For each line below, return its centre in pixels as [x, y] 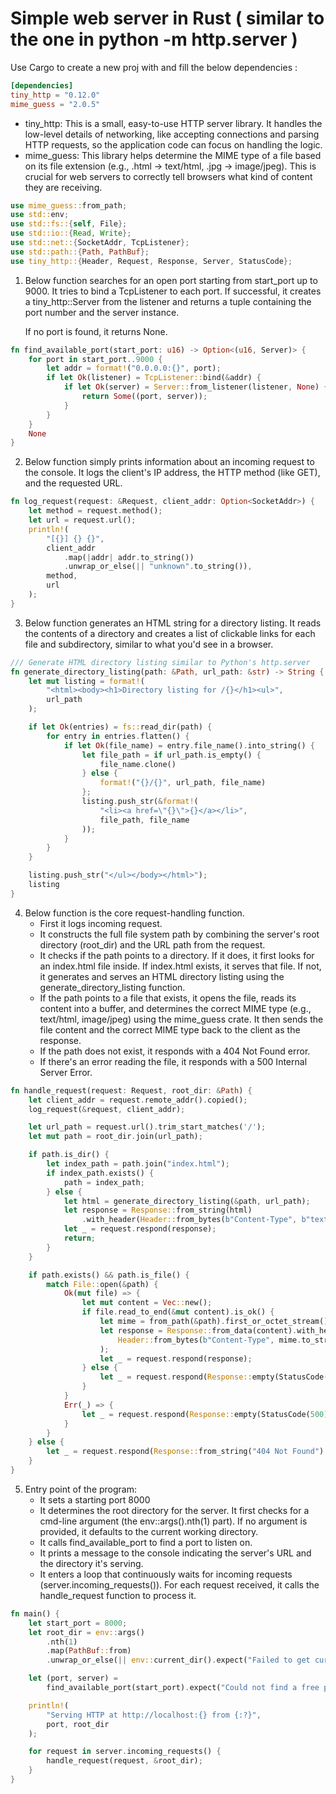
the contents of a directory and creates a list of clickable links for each [170, 633]
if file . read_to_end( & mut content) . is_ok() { [178, 1312]
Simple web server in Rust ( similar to [167, 18]
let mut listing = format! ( [86, 681]
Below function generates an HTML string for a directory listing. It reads [173, 623]
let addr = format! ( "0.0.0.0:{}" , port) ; [134, 368]
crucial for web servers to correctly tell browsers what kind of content [168, 176]
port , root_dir [78, 1724]
